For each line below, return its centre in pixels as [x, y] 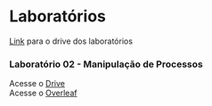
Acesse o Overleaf [43, 93]
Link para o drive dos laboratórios [71, 41]
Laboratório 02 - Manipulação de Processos [106, 64]
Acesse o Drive [37, 84]
